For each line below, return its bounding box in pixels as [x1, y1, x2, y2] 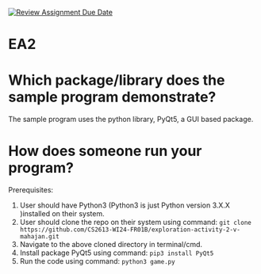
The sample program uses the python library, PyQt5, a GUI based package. [8, 115, 254, 124]
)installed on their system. [19, 209, 105, 219]
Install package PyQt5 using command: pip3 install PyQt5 [19, 248, 214, 257]
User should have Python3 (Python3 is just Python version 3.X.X [19, 200, 230, 210]
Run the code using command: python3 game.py [19, 257, 176, 266]
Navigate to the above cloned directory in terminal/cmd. [19, 240, 203, 249]
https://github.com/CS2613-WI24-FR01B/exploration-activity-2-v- [19, 226, 240, 234]
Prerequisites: [8, 185, 54, 195]
